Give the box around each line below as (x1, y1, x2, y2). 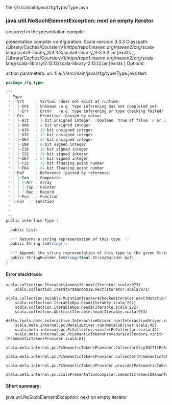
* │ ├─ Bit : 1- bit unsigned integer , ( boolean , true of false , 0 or (8, 118, 162, 123)
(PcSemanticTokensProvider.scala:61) (6, 336, 86, 342)
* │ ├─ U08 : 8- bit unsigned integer (8, 123, 91, 128)
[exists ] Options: (109, 60, 145, 67)
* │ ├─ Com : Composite (8, 175, 61, 180)
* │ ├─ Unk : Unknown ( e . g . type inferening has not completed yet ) (8, 103, 159, 109)
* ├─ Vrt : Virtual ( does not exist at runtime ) (8, 99, 120, 104)
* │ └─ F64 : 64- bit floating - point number (8, 166, 104, 171)
